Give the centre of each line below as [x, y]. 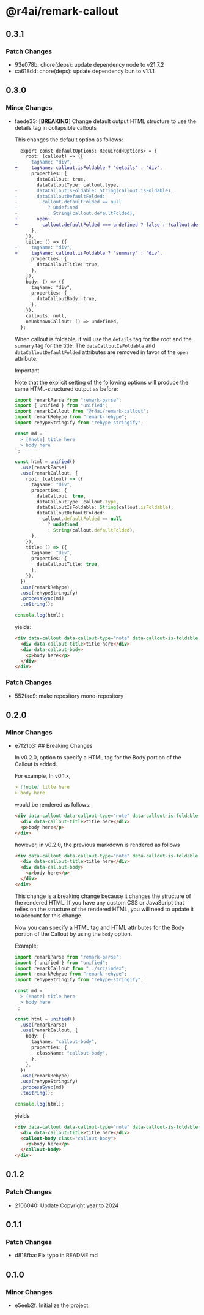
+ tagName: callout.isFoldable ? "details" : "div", [89, 168]
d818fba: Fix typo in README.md [56, 1255]
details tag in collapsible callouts [56, 127]
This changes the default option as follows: [69, 140]
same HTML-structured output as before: [66, 389]
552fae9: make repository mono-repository [69, 696]
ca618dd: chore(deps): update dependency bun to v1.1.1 [85, 71]
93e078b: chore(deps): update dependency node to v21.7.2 [89, 64]
